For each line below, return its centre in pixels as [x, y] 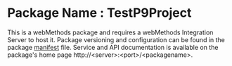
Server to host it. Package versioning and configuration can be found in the [116, 39]
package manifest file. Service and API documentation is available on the [113, 47]
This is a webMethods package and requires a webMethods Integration [110, 32]
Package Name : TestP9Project [99, 13]
